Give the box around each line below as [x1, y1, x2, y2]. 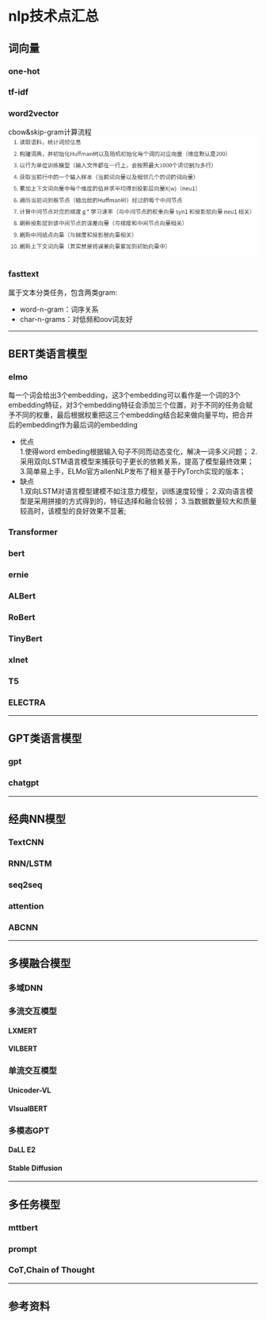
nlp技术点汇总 [8, 7, 99, 25]
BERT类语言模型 [8, 347, 88, 361]
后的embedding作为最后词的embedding [8, 420, 139, 430]
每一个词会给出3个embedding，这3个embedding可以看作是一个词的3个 [8, 390, 241, 400]
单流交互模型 [8, 1066, 58, 1077]
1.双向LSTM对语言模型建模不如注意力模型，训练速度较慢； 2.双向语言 [19, 487, 247, 496]
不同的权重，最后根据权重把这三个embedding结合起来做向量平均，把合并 [14, 410, 253, 420]
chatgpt [8, 778, 40, 789]
